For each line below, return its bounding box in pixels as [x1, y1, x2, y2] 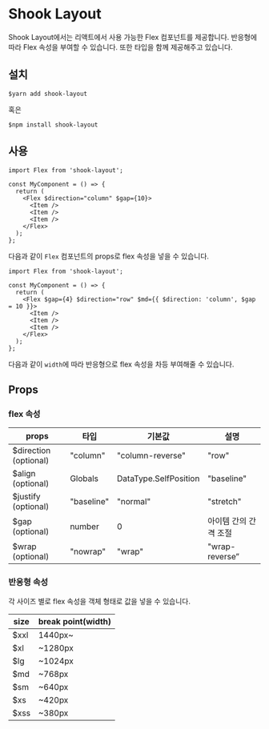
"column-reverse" [117, 450, 186, 461]
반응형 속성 [8, 577, 49, 588]
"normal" [117, 496, 151, 507]
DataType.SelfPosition [117, 473, 200, 484]
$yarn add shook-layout [8, 90, 88, 98]
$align [12, 468, 36, 479]
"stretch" [207, 496, 242, 507]
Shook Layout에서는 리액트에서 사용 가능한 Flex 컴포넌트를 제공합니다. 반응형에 [8, 32, 258, 42]
